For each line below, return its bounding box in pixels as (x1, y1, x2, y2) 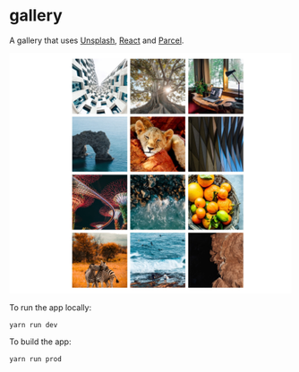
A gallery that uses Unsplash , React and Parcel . (9, 35, 184, 46)
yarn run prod (9, 355, 63, 364)
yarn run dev (9, 320, 58, 329)
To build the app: (9, 336, 72, 347)
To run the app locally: (9, 301, 92, 313)
